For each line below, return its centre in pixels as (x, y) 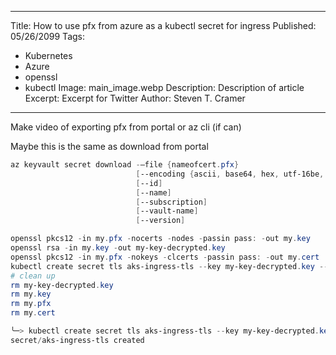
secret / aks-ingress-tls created (77, 340)
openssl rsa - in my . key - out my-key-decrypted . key (118, 248)
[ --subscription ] (171, 202)
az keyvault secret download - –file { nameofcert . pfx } (125, 165)
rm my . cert (33, 313)
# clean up (33, 276)
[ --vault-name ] (167, 211)
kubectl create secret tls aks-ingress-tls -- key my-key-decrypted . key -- (169, 266)
